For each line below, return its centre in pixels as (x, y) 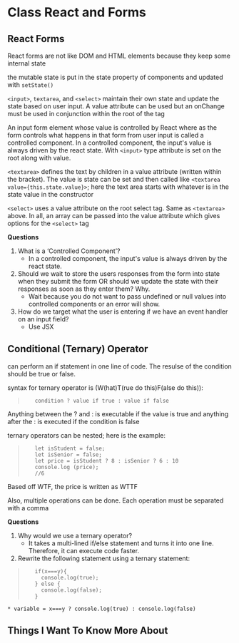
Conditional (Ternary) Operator (78, 349)
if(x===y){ (51, 571)
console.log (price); (67, 467)
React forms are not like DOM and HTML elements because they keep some (119, 56)
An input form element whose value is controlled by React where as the (112, 128)
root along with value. (39, 158)
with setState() (31, 85)
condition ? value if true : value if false (102, 401)
